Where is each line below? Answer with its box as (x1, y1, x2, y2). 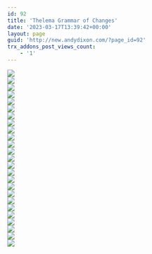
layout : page (7, 30, 46, 37)
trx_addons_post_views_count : (7, 43, 96, 50)
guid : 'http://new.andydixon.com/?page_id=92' (7, 37, 146, 44)
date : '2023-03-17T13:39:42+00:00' (7, 23, 112, 30)
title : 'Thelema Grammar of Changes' (7, 17, 118, 24)
